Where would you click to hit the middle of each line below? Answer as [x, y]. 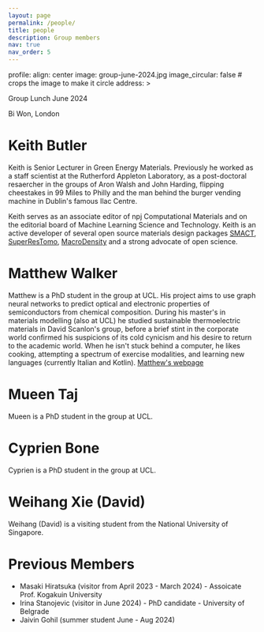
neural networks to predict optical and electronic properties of [109, 303]
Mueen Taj [43, 395]
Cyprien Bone [54, 448]
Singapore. [26, 532]
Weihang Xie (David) [77, 502]
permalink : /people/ [42, 23]
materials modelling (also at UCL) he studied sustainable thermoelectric [125, 320]
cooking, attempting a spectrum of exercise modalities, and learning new [126, 354]
